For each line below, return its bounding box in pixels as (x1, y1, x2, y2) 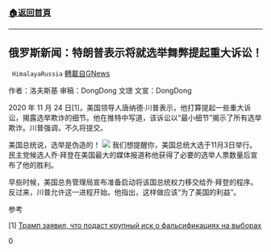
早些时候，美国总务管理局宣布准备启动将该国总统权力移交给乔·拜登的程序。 (8, 177, 258, 187)
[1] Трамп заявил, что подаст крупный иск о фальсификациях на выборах (8, 221, 262, 230)
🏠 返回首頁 (8, 6, 52, 18)
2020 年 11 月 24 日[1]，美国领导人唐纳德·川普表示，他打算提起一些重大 (8, 103, 244, 113)
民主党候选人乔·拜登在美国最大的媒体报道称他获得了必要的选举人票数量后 (8, 151, 252, 160)
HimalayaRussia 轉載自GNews (11, 68, 110, 78)
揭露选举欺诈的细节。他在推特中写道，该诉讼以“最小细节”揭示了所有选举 (22, 113, 262, 122)
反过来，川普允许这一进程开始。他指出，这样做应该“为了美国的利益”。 (8, 188, 241, 197)
